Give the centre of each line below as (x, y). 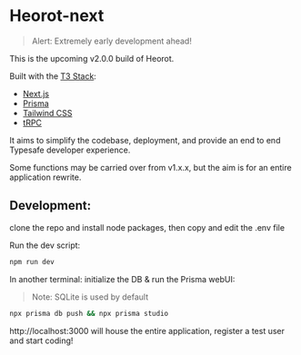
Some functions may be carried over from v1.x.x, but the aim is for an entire (151, 167)
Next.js (36, 94)
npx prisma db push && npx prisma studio (89, 313)
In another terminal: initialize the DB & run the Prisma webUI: (122, 279)
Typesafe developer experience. (70, 150)
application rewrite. (45, 177)
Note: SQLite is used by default (90, 297)
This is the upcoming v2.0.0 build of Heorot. (92, 58)
